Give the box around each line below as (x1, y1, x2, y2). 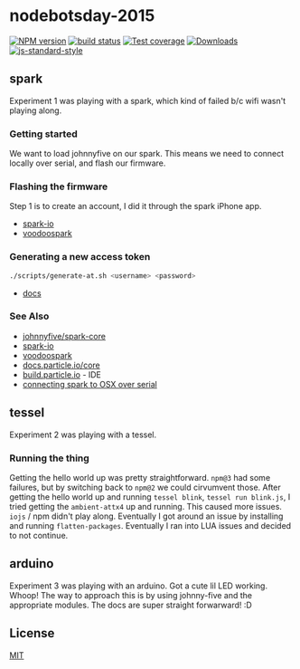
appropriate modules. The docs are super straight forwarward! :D (9, 599, 253, 610)
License (9, 626, 55, 641)
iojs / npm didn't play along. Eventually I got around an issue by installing (9, 511, 284, 521)
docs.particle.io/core (22, 359, 101, 370)
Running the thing (9, 452, 90, 464)
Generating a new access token (9, 251, 151, 263)
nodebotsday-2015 (9, 5, 155, 26)
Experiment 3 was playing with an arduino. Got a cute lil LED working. (9, 580, 268, 591)
